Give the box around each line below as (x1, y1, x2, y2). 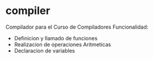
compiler (5, 4, 51, 18)
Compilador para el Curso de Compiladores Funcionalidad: (5, 23, 149, 30)
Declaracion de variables (14, 47, 75, 54)
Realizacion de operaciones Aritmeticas (14, 41, 111, 48)
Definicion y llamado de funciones (14, 34, 98, 41)
